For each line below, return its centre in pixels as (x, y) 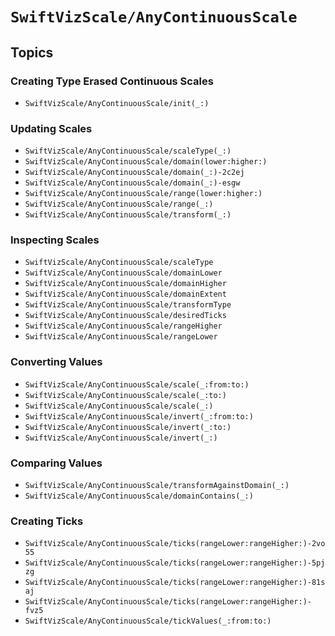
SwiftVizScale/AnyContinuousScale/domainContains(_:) (139, 496)
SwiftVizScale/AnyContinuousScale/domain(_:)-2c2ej (134, 173)
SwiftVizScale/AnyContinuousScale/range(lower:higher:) (143, 194)
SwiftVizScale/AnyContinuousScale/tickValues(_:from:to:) (148, 621)
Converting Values (56, 362)
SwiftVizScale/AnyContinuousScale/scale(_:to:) (125, 395)
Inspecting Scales (55, 240)
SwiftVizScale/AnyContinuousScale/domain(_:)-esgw (132, 183)
